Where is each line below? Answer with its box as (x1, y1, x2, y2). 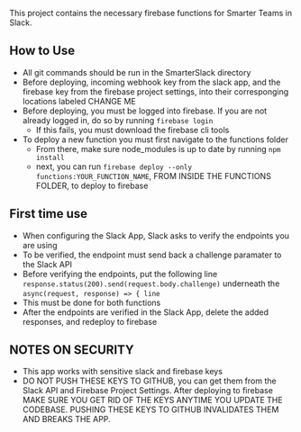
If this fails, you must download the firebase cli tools (35, 124, 230, 135)
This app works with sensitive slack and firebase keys (22, 366, 223, 377)
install (35, 153, 65, 162)
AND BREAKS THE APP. (22, 414, 111, 425)
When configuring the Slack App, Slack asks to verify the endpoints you (22, 229, 290, 241)
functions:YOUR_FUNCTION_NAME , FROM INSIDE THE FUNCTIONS (35, 170, 272, 181)
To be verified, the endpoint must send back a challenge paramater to (22, 249, 282, 260)
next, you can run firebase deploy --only (35, 161, 192, 172)
